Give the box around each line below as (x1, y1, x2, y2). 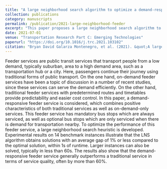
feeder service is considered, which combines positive (29, 100, 141, 106)
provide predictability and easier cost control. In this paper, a (5, 95, 130, 101)
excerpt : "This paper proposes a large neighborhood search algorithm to (5, 26, 162, 31)
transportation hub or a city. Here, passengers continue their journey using (5, 68, 159, 75)
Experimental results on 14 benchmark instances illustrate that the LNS (5, 132, 150, 138)
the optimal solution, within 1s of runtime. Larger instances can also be (5, 142, 150, 148)
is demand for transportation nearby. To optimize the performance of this (5, 121, 155, 127)
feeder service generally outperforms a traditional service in (29, 153, 152, 159)
